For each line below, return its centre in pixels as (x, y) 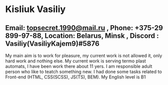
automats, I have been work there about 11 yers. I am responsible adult (79, 66)
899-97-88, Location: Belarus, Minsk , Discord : (82, 35)
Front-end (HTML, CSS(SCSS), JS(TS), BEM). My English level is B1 (76, 77)
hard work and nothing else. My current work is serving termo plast (76, 61)
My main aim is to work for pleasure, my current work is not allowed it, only (84, 56)
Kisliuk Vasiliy (36, 9)
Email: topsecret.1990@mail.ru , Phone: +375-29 (84, 28)
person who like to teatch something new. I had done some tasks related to (84, 72)
